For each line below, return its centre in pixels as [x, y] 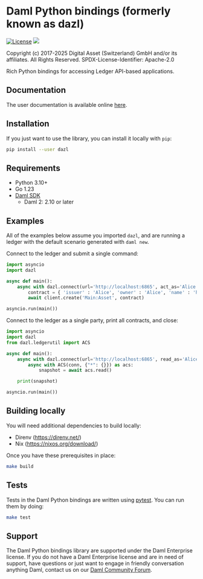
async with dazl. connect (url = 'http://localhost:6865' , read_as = [100, 359]
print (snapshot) [38, 382]
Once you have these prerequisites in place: [61, 455]
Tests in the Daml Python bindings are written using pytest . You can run [95, 500]
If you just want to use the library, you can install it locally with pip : [89, 138]
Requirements [33, 168]
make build [20, 466]
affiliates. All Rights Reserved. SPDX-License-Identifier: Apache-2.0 [90, 59]
